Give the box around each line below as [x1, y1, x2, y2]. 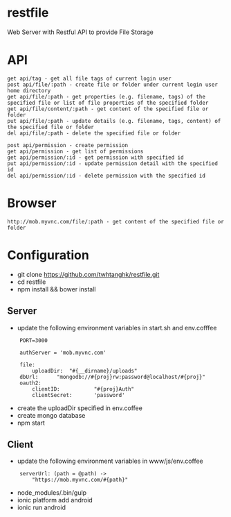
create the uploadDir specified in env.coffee [17, 404, 143, 412]
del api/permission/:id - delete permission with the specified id [7, 172, 206, 179]
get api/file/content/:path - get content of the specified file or [7, 105, 209, 112]
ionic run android [17, 503, 66, 511]
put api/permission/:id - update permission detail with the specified [7, 160, 218, 167]
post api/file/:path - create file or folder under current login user [7, 81, 218, 88]
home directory [7, 87, 51, 94]
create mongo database [17, 411, 86, 419]
